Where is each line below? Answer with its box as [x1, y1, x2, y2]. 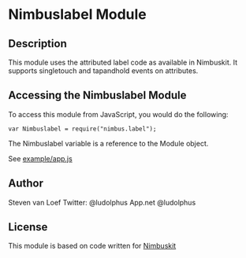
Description [8, 37, 67, 50]
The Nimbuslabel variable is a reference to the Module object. [8, 138, 209, 148]
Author [8, 177, 43, 190]
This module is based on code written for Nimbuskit [8, 241, 177, 251]
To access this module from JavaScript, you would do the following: [8, 109, 229, 119]
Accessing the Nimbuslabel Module [8, 89, 187, 102]
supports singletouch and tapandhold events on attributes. [8, 66, 199, 76]
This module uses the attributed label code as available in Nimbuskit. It [8, 57, 238, 67]
